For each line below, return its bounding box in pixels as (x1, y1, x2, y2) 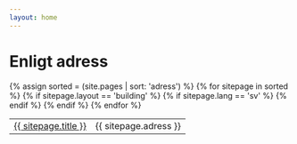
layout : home (9, 12, 58, 22)
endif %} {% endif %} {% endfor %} (9, 100, 142, 110)
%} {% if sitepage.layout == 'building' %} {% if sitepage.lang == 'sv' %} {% (9, 90, 287, 100)
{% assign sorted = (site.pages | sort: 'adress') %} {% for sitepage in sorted (9, 81, 288, 92)
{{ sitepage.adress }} (95, 119, 181, 132)
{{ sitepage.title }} (13, 119, 87, 132)
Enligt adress (9, 51, 109, 71)
